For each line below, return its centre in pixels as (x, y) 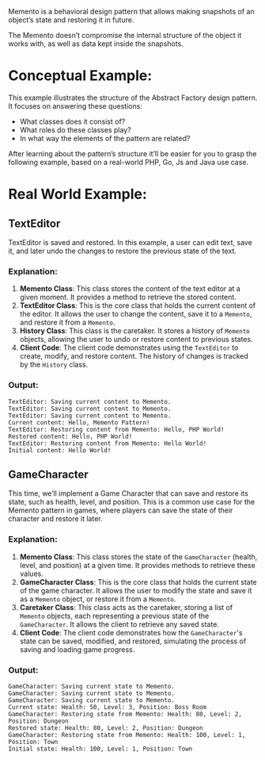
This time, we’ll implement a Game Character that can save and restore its (129, 493)
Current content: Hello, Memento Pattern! (79, 422)
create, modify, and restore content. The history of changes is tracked (134, 356)
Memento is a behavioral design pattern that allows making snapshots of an (131, 12)
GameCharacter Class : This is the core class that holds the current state (138, 582)
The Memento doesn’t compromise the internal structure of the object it (125, 35)
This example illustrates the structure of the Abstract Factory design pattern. (133, 98)
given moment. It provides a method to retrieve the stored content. (128, 297)
